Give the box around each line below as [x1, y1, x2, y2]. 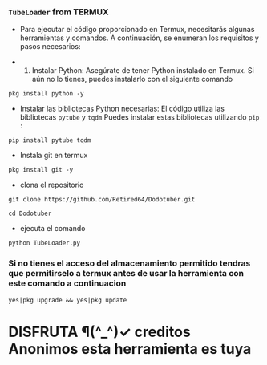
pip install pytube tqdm [8, 136, 91, 144]
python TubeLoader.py [8, 239, 81, 247]
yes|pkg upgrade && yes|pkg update [8, 296, 127, 304]
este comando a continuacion [8, 278, 127, 289]
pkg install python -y [8, 90, 84, 98]
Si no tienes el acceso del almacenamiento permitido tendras [8, 258, 251, 269]
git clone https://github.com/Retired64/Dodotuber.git [8, 196, 196, 204]
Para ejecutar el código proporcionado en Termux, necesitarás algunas [19, 25, 255, 34]
